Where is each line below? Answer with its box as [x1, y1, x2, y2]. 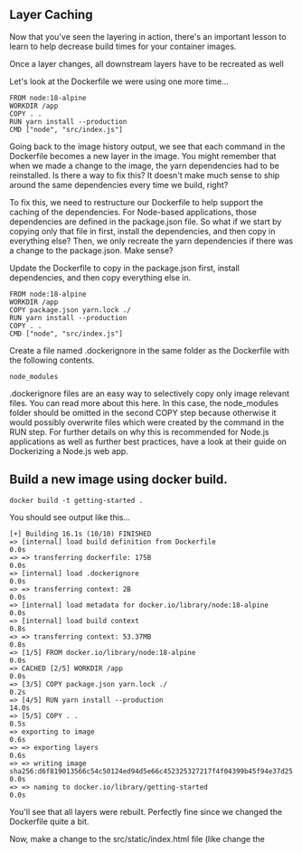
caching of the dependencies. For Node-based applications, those [9, 206, 258, 217]
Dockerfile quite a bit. [9, 816, 90, 827]
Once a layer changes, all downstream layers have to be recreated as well [9, 58, 285, 69]
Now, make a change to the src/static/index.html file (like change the [9, 833, 265, 844]
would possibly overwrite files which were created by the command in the [9, 416, 285, 428]
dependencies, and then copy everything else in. [9, 271, 192, 283]
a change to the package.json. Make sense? [9, 244, 174, 256]
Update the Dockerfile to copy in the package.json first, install [9, 262, 240, 273]
